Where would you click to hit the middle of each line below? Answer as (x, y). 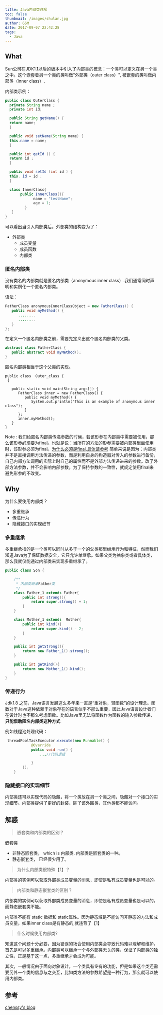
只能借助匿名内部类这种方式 (33, 721)
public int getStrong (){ (39, 647)
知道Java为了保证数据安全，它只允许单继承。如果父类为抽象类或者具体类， (80, 555)
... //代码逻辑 (52, 754)
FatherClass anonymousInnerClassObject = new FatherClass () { (69, 306)
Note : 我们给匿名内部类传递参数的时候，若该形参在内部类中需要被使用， (78, 437)
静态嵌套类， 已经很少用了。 (40, 859)
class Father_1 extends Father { (46, 593)
